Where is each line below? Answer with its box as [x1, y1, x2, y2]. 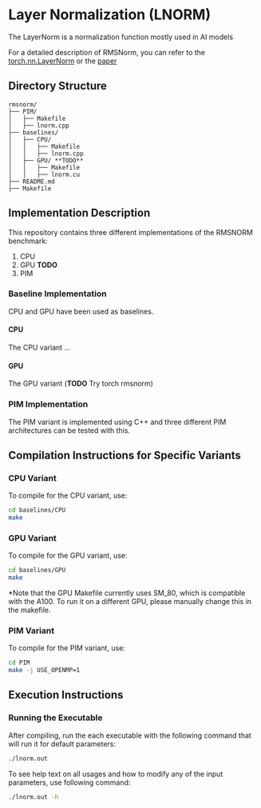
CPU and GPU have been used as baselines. [8, 306, 154, 316]
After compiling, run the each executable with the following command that [8, 730, 251, 740]
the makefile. [8, 606, 51, 615]
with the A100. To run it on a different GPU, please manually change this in [8, 597, 252, 606]
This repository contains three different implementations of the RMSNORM [8, 227, 253, 237]
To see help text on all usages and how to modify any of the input [8, 769, 223, 778]
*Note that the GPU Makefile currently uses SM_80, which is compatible [8, 588, 246, 598]
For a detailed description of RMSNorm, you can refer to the [8, 47, 206, 57]
